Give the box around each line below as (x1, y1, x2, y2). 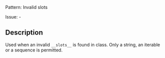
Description (5, 28, 43, 37)
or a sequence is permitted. (5, 47, 63, 53)
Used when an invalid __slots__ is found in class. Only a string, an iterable (5, 41, 160, 47)
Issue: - (5, 14, 21, 19)
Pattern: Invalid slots (5, 4, 48, 10)
